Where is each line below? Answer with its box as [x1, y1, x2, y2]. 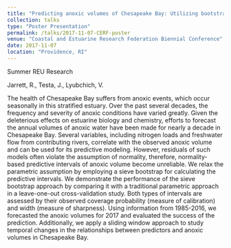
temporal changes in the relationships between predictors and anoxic [7, 225, 203, 234]
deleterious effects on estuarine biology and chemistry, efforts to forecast [7, 116, 217, 124]
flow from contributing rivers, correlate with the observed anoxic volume [7, 138, 212, 146]
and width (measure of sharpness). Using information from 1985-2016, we [7, 204, 217, 212]
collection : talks [7, 17, 60, 23]
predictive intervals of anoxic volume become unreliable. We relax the [26, 160, 224, 168]
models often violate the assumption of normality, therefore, [7, 152, 177, 161]
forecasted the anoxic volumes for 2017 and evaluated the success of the [7, 211, 215, 219]
